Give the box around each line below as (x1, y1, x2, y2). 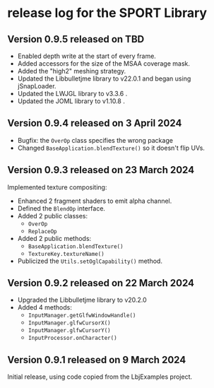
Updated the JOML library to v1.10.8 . (17, 97, 125, 105)
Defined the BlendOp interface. (17, 204, 106, 213)
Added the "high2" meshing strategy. (17, 67, 126, 75)
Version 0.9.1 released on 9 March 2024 (7, 353, 186, 365)
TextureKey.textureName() (28, 250, 105, 257)
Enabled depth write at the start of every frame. (17, 52, 157, 60)
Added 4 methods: (17, 303, 72, 312)
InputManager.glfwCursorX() (28, 319, 111, 327)
